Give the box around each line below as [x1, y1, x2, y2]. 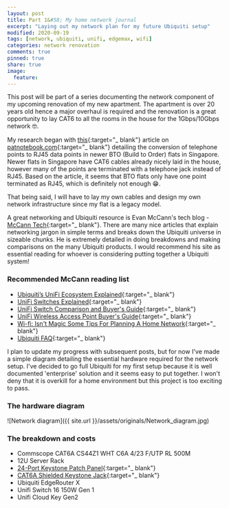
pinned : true [7, 55, 45, 62]
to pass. [7, 384, 30, 392]
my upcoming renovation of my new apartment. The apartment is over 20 [7, 100, 215, 109]
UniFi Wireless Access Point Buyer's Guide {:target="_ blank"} [17, 312, 192, 320]
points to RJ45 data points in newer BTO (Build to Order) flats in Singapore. [7, 151, 220, 159]
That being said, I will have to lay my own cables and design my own [7, 193, 201, 201]
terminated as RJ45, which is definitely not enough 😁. [7, 179, 161, 188]
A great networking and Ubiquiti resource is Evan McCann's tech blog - [7, 214, 210, 222]
